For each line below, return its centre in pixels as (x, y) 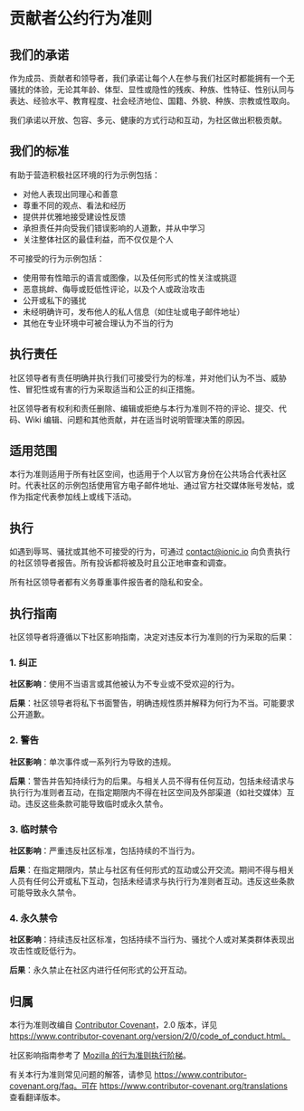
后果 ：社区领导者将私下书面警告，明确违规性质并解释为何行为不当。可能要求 (152, 703)
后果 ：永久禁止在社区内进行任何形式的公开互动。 (100, 970)
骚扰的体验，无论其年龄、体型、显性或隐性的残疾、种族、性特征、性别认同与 (152, 90)
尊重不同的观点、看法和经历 (74, 205)
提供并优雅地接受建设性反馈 (74, 216)
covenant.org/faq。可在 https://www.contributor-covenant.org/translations (148, 1086)
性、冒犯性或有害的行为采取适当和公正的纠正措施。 (104, 389)
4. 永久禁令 (33, 917)
